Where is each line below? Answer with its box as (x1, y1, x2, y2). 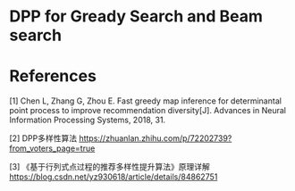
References (9, 66, 97, 87)
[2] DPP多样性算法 (9, 133, 78, 144)
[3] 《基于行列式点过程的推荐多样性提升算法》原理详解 (9, 162, 210, 172)
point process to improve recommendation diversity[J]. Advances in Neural (9, 105, 286, 116)
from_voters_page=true (9, 143, 96, 154)
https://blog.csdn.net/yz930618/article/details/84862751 (9, 171, 218, 182)
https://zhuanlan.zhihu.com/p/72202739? (79, 133, 232, 144)
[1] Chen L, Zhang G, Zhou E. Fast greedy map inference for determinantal (9, 95, 282, 106)
